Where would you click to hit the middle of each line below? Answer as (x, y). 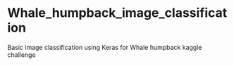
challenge (22, 55)
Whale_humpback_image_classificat (117, 13)
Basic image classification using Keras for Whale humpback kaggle (105, 47)
